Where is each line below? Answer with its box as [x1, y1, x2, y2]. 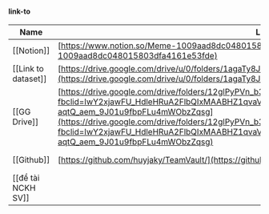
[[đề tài [12, 172, 40, 184]
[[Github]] [12, 155, 50, 166]
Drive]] [12, 116, 39, 127]
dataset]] [12, 73, 47, 84]
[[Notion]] [12, 45, 50, 56]
